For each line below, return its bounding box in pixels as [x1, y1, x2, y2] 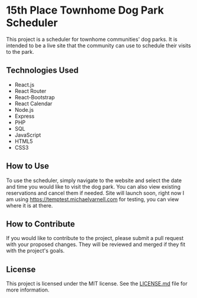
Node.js [14, 106, 34, 113]
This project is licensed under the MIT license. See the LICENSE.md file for [6, 280, 188, 287]
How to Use [6, 161, 50, 171]
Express [14, 112, 35, 119]
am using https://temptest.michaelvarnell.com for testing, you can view [6, 196, 179, 203]
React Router [14, 87, 47, 95]
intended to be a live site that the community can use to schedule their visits [6, 42, 191, 49]
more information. [6, 286, 50, 293]
